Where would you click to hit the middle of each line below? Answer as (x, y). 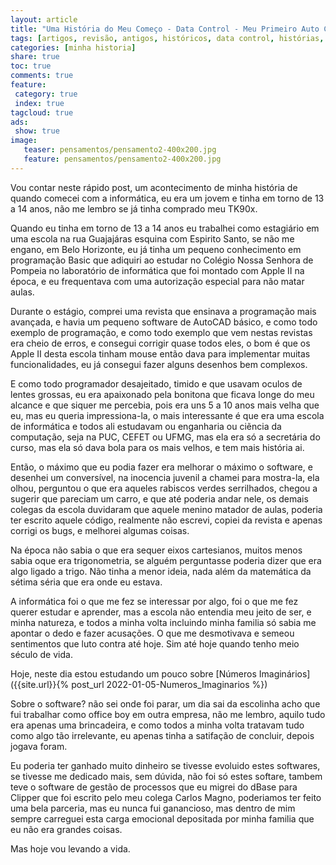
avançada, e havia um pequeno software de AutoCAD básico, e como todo (164, 322)
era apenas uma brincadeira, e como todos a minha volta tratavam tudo (157, 725)
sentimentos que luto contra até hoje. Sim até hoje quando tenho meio (155, 643)
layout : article (44, 19)
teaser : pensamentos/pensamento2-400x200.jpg (120, 150)
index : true (39, 103)
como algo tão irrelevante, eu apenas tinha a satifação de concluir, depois (162, 735)
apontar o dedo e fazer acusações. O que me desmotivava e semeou (152, 633)
